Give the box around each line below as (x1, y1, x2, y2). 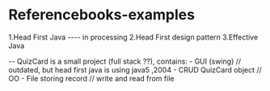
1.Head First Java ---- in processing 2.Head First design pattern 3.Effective (8, 32, 259, 42)
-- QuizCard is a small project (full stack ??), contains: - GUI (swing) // (8, 56, 242, 66)
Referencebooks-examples (8, 6, 196, 24)
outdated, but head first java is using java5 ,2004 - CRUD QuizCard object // (8, 64, 263, 74)
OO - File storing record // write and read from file (8, 73, 175, 83)
